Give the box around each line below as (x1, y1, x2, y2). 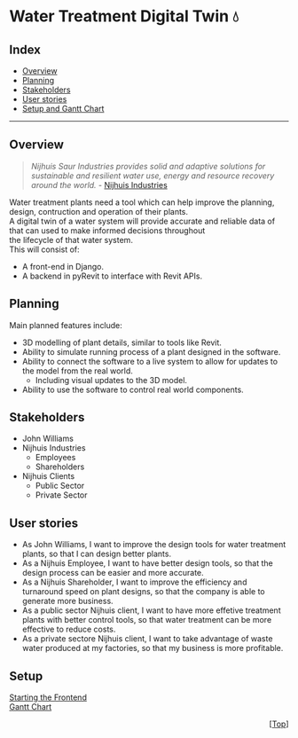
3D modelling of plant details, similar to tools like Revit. (21, 337, 222, 348)
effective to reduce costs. (21, 624, 116, 635)
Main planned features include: (9, 319, 122, 330)
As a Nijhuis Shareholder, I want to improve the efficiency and (21, 577, 247, 587)
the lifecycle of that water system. (9, 234, 133, 245)
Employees (35, 452, 76, 463)
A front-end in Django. (21, 261, 105, 271)
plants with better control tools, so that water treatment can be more (21, 615, 272, 625)
